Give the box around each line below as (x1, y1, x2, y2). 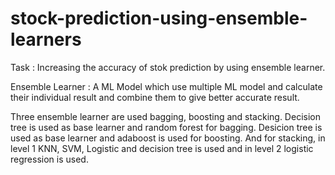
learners (10, 28, 82, 51)
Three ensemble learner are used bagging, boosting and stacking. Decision (10, 110, 321, 122)
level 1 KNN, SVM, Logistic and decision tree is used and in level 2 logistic (10, 142, 314, 154)
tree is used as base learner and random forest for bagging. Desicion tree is (10, 121, 323, 133)
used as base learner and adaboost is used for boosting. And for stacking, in (10, 132, 326, 144)
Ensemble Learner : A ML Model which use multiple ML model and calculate (10, 80, 323, 92)
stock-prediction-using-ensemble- (10, 7, 308, 30)
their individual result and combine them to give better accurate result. (10, 91, 300, 103)
